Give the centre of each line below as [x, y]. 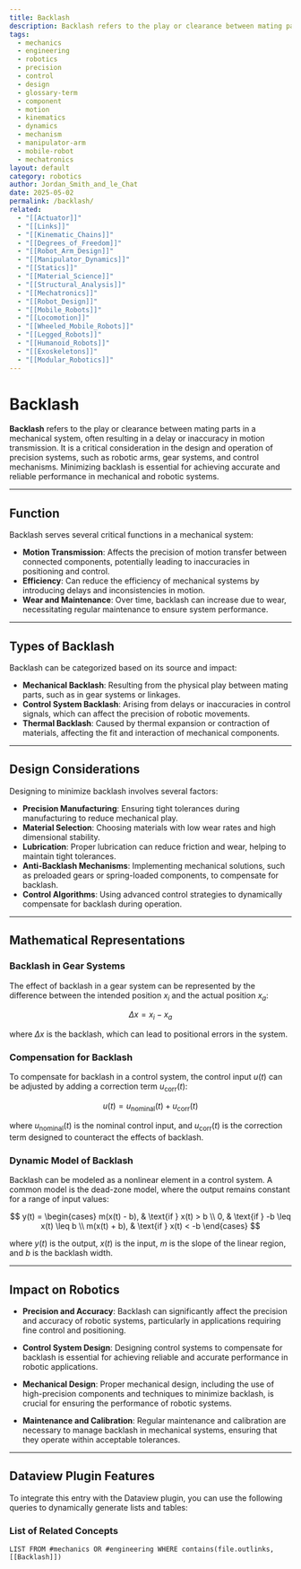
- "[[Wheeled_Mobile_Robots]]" [76, 327]
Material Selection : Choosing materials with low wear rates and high [149, 828]
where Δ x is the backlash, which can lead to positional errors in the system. [149, 1034]
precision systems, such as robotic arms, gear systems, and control [134, 458]
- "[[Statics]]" [47, 268]
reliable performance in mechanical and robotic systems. [114, 477]
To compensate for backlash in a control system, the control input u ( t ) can [146, 1077]
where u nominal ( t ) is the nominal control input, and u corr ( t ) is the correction [146, 1126]
